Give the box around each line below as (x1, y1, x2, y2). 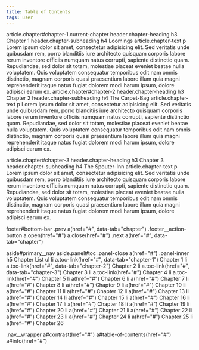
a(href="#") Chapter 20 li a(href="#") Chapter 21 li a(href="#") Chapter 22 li (6, 306, 192, 314)
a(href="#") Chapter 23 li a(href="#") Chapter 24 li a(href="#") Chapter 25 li (6, 313, 194, 320)
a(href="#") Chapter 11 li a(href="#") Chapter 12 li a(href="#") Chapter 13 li (6, 287, 189, 294)
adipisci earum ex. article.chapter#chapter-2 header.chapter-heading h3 (6, 88, 184, 95)
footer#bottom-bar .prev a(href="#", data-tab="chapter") (6, 225, 147, 232)
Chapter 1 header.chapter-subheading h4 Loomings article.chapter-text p (6, 37, 186, 44)
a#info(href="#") (6, 337, 48, 344)
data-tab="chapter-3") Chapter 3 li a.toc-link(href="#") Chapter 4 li (6, 268, 172, 275)
